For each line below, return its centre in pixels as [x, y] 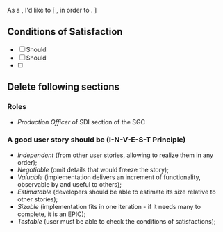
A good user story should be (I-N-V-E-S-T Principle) [97, 140]
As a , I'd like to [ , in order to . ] [52, 10]
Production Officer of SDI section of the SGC [81, 122]
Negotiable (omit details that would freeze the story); [93, 169]
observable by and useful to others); [69, 184]
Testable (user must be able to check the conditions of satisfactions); [117, 221]
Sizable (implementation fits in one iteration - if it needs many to [109, 206]
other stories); [38, 199]
